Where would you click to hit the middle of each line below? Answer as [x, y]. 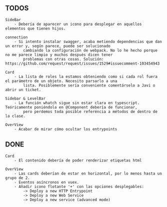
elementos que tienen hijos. [35, 28]
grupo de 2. [17, 178]
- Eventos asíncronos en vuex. [47, 182]
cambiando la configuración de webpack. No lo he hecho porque [90, 50]
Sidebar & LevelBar [25, 98]
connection [16, 37]
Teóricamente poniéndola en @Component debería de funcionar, [71, 107]
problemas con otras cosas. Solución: [63, 59]
